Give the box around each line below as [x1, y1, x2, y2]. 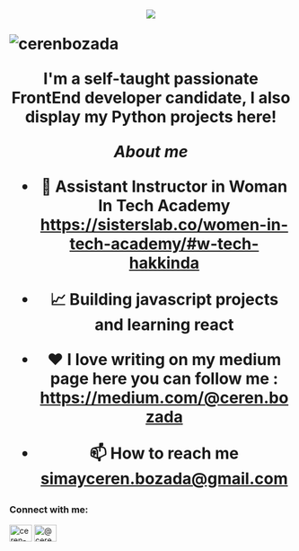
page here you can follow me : [49, 369, 278, 389]
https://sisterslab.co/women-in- [40, 215, 289, 236]
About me [113, 142, 189, 162]
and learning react [93, 315, 234, 335]
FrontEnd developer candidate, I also [11, 88, 291, 108]
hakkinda [128, 253, 200, 273]
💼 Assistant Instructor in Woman [40, 176, 288, 197]
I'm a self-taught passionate [43, 68, 259, 89]
